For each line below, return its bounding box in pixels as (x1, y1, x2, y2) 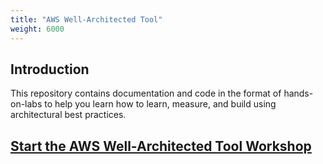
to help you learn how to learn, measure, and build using (44, 98, 277, 110)
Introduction (10, 61, 90, 78)
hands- (283, 87, 314, 100)
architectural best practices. (10, 109, 127, 121)
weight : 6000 (10, 24, 65, 34)
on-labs (10, 98, 43, 110)
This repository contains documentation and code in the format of (10, 87, 282, 100)
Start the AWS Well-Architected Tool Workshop (10, 137, 312, 155)
